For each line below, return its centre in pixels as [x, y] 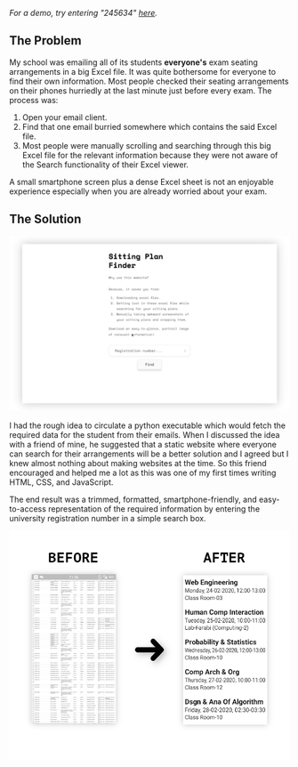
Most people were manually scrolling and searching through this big [146, 145]
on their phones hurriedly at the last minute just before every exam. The [141, 90]
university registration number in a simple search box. [108, 518]
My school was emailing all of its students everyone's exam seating [133, 62]
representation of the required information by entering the [154, 509]
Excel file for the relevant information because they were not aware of [150, 155]
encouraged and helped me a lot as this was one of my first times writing [143, 472]
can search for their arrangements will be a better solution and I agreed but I [149, 454]
